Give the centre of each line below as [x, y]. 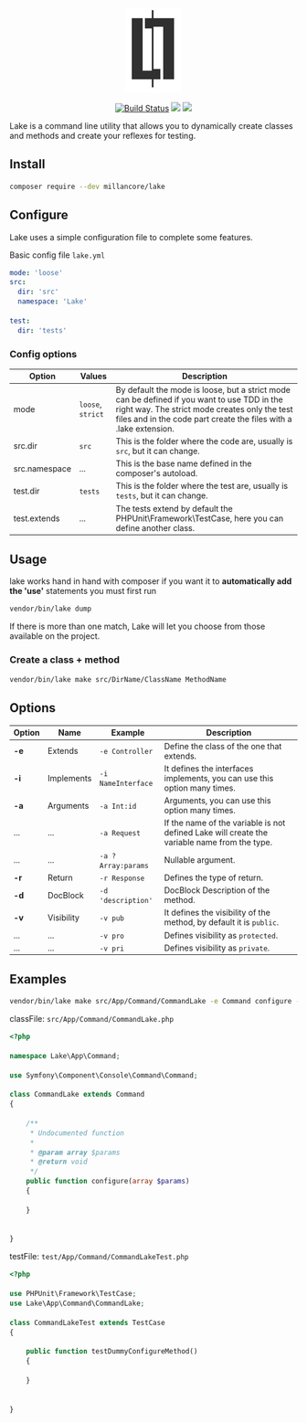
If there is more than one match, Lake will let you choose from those [138, 626]
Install [27, 164]
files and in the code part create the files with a [204, 419]
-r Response [122, 878]
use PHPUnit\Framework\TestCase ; [73, 1294]
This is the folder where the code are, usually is [204, 441]
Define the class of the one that [223, 746]
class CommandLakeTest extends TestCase [88, 1322]
